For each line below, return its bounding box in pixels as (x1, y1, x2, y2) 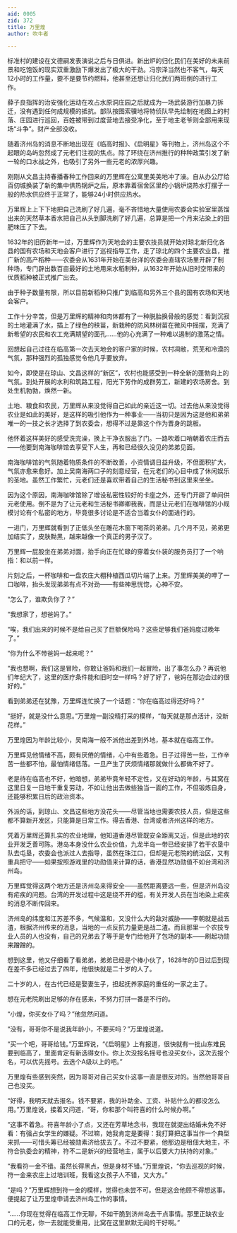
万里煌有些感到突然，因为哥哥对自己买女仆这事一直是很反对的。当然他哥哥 (7, 1072, 224, 1081)
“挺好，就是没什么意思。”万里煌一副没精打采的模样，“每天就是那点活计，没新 (7, 712, 229, 720)
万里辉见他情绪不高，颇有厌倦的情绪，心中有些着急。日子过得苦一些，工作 (7, 751, 224, 759)
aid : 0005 (7, 10, 37, 18)
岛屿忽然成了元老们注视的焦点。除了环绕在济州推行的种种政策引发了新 (25, 149, 230, 157)
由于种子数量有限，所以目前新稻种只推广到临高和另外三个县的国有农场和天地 (7, 288, 230, 297)
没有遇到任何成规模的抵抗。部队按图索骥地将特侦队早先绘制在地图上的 (19, 107, 224, 115)
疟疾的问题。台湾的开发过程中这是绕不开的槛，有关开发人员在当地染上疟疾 (13, 891, 230, 899)
